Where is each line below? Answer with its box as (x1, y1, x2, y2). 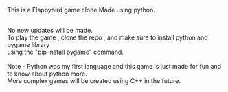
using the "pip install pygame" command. (7, 48, 124, 56)
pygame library (7, 41, 50, 48)
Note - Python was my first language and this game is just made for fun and (7, 63, 222, 70)
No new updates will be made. (7, 27, 93, 34)
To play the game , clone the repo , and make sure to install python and (7, 33, 208, 42)
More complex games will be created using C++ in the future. (7, 77, 181, 85)
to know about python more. (7, 70, 87, 78)
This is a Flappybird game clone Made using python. (7, 6, 156, 14)
